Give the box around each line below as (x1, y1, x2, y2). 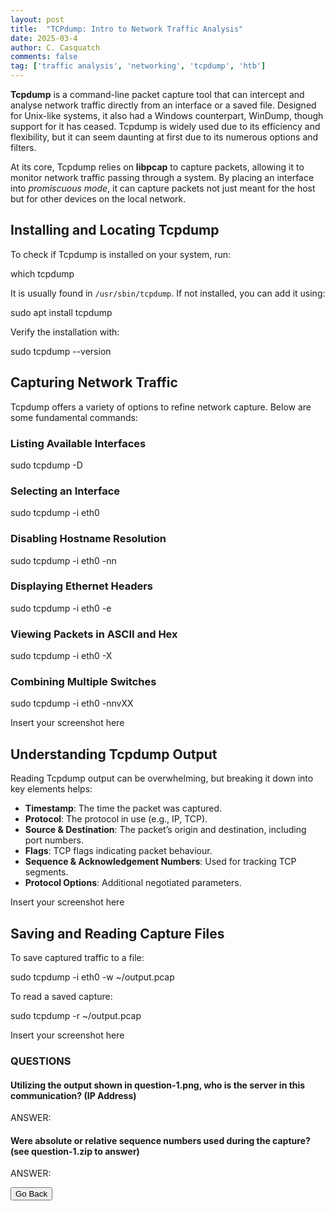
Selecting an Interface (10, 484, 121, 498)
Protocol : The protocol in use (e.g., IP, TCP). (24, 813, 208, 825)
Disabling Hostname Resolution (10, 532, 167, 546)
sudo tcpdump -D (10, 459, 83, 471)
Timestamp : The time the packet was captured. (24, 802, 223, 815)
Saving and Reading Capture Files (10, 925, 225, 942)
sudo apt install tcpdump (10, 306, 113, 318)
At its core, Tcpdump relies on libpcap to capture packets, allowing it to (10, 161, 305, 173)
